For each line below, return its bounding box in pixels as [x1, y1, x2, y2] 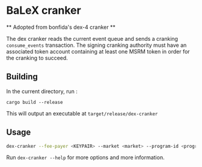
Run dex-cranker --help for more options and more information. [6, 154, 165, 161]
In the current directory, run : [6, 88, 78, 95]
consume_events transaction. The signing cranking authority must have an [6, 41, 187, 49]
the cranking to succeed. [6, 54, 68, 61]
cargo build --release [6, 99, 63, 105]
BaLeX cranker [6, 4, 81, 17]
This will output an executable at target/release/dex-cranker [6, 109, 158, 117]
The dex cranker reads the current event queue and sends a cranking [6, 35, 179, 42]
